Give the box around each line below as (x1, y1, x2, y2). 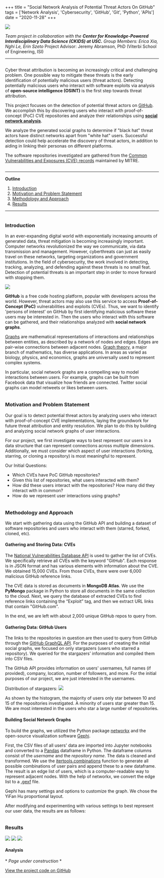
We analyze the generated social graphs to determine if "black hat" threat (5, 127, 153, 133)
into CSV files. (5, 656, 34, 662)
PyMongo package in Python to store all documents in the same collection (5, 588, 155, 594)
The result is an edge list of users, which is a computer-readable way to (5, 768, 149, 774)
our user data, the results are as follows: (5, 808, 86, 814)
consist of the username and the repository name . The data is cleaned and (5, 753, 156, 758)
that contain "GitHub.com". (5, 604, 60, 609)
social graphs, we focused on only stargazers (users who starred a (5, 646, 140, 651)
